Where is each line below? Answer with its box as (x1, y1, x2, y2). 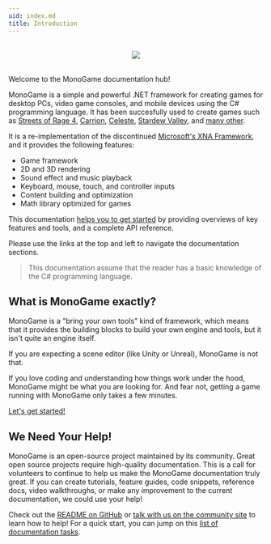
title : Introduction (8, 19, 78, 28)
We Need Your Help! (8, 430, 112, 444)
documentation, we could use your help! (8, 495, 143, 504)
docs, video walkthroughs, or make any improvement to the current (8, 486, 233, 495)
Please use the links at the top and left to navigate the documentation (8, 238, 239, 248)
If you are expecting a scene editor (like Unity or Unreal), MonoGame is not (8, 349, 259, 359)
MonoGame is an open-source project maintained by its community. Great (8, 451, 256, 461)
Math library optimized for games (19, 198, 132, 208)
